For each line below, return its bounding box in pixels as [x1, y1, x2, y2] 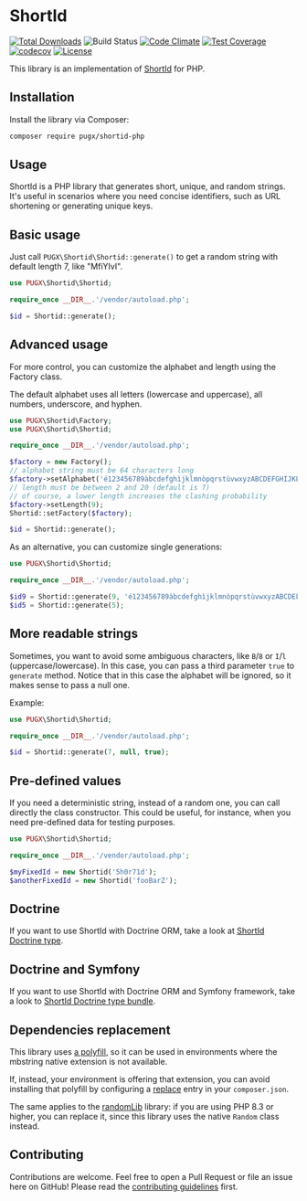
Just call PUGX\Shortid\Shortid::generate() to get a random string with [9, 251, 279, 262]
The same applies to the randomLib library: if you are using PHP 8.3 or [9, 1101, 274, 1111]
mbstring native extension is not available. [9, 1057, 168, 1067]
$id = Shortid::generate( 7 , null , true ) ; [9, 748, 170, 757]
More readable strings [9, 626, 139, 642]
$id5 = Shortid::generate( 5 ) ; [9, 600, 125, 610]
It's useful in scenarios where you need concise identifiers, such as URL [9, 191, 281, 202]
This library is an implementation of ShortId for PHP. [9, 63, 206, 74]
